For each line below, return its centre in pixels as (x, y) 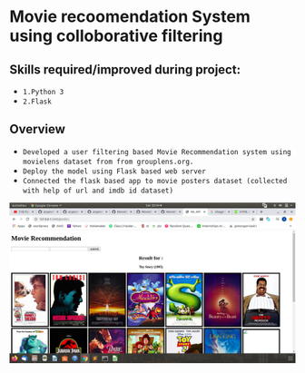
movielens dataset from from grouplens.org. (108, 162)
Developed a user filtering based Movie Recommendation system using (157, 152)
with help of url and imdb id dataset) (98, 191)
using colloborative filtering (116, 36)
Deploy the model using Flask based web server (114, 171)
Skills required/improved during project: (125, 69)
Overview (38, 129)
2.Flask (37, 102)
